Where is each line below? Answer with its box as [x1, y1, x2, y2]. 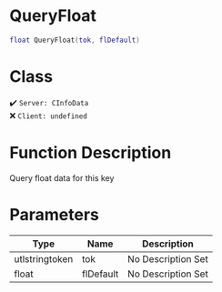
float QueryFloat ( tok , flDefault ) [9, 35, 141, 45]
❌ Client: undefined [9, 110, 88, 121]
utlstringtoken [14, 252, 74, 265]
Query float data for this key [9, 172, 115, 183]
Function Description [9, 142, 172, 163]
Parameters [9, 204, 100, 225]
